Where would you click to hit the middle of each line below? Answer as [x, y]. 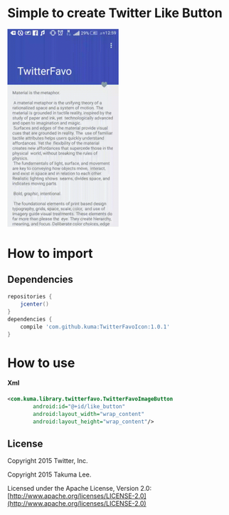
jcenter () [35, 304]
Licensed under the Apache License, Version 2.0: [79, 489]
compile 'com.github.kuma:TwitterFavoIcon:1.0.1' [95, 327]
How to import [50, 253]
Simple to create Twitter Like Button [115, 13]
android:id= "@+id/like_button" [79, 406]
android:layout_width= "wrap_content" [89, 414]
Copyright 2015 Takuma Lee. [49, 474]
